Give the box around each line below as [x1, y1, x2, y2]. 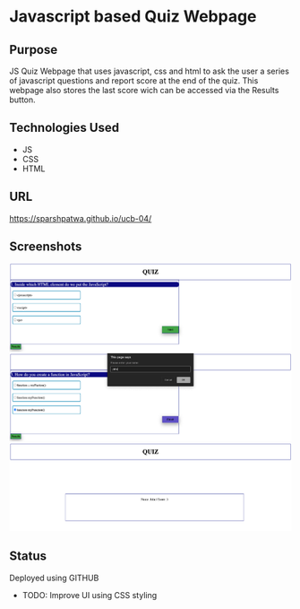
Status [9, 549, 47, 564]
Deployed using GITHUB [9, 572, 99, 583]
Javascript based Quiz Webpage [9, 6, 257, 27]
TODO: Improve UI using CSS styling [21, 589, 158, 600]
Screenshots [9, 239, 82, 255]
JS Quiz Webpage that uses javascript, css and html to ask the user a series [9, 65, 289, 76]
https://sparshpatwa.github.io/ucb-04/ [9, 213, 152, 223]
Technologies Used [9, 120, 119, 135]
